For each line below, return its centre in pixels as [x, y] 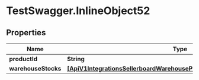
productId [23, 59]
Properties [26, 33]
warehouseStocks [35, 69]
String [76, 59]
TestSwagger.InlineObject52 [78, 11]
